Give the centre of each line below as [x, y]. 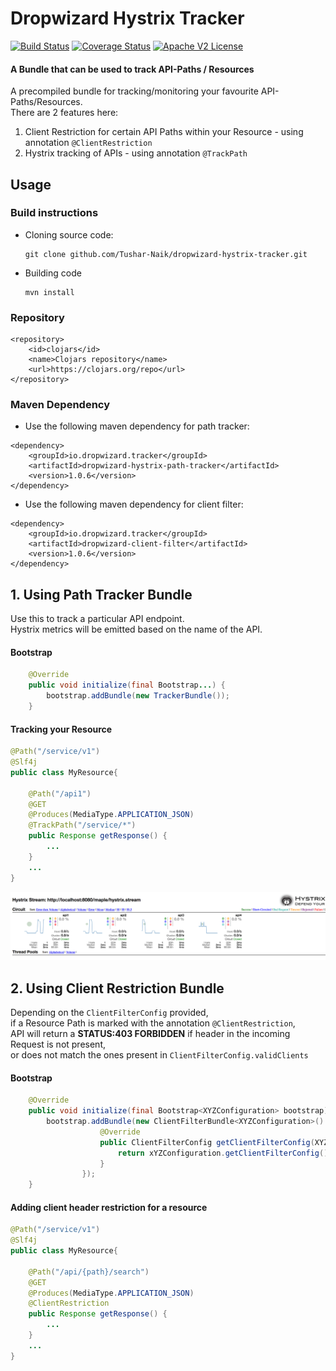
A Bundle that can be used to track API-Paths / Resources [132, 69]
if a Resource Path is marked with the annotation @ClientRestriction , [153, 1023]
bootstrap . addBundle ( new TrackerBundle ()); [138, 696]
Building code [53, 273]
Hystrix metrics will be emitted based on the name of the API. [136, 629]
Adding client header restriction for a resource [109, 1207]
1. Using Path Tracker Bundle [101, 594]
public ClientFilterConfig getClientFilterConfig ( [207, 1142]
